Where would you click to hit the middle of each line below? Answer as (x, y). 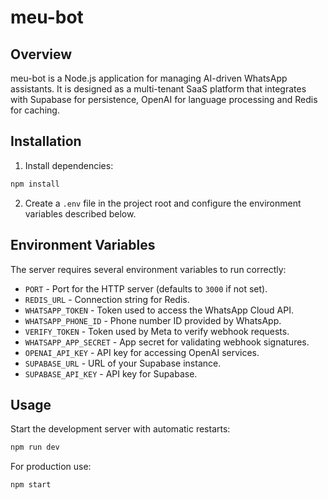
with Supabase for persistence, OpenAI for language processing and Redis (164, 99)
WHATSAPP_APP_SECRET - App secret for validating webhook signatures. (167, 342)
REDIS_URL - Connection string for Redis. (107, 299)
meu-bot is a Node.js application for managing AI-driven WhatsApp (149, 78)
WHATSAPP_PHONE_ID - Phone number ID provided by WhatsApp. (153, 320)
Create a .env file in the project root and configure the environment (163, 203)
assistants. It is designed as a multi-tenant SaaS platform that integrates (158, 89)
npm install (35, 184)
